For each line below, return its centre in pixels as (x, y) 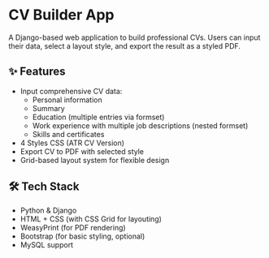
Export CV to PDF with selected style (82, 151)
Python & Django (48, 210)
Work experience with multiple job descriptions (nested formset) (140, 125)
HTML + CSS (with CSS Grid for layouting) (91, 219)
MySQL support (47, 244)
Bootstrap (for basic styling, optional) (82, 236)
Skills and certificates (68, 134)
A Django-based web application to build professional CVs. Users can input (134, 37)
